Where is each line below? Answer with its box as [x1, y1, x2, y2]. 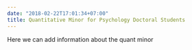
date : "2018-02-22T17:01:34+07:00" [7, 10, 109, 17]
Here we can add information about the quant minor [7, 35, 154, 43]
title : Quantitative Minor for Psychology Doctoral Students [7, 16, 186, 23]
